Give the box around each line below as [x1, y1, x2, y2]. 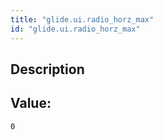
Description [10, 61, 85, 78]
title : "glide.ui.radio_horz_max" [10, 14, 155, 25]
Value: [10, 95, 52, 112]
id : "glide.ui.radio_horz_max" [10, 24, 141, 34]
